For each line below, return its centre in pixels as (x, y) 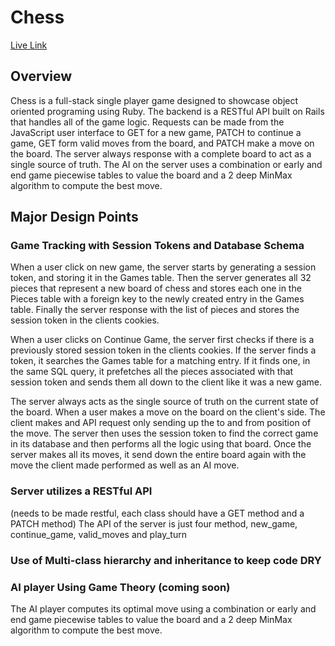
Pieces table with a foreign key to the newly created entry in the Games (157, 299)
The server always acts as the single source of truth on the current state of (164, 402)
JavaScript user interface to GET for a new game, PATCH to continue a (156, 132)
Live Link (29, 45)
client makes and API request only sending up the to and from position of (161, 423)
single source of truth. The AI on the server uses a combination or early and (166, 164)
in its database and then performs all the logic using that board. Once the (161, 444)
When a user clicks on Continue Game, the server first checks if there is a (162, 340)
